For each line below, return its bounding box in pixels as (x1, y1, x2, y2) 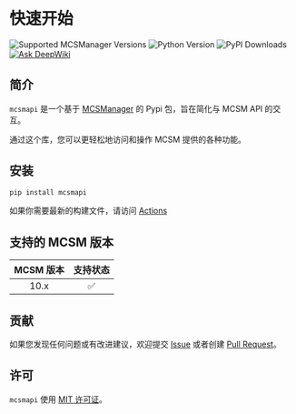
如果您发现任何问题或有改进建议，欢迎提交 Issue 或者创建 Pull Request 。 (9, 338, 281, 350)
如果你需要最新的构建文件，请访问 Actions (9, 206, 168, 217)
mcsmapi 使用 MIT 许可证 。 (9, 393, 107, 405)
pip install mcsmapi (9, 187, 88, 197)
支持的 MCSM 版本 (9, 234, 114, 250)
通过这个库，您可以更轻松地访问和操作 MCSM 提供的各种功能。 (9, 134, 247, 145)
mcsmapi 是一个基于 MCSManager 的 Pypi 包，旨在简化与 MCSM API (9, 103, 263, 114)
